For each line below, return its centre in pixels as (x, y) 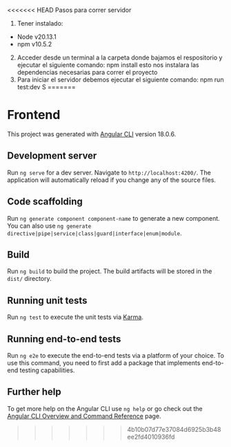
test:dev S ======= (46, 87)
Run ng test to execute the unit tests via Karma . (75, 317)
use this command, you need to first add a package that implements (104, 363)
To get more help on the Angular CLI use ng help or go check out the (105, 408)
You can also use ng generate (49, 226)
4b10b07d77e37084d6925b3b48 (174, 429)
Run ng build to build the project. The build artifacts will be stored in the (110, 271)
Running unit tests (47, 300)
